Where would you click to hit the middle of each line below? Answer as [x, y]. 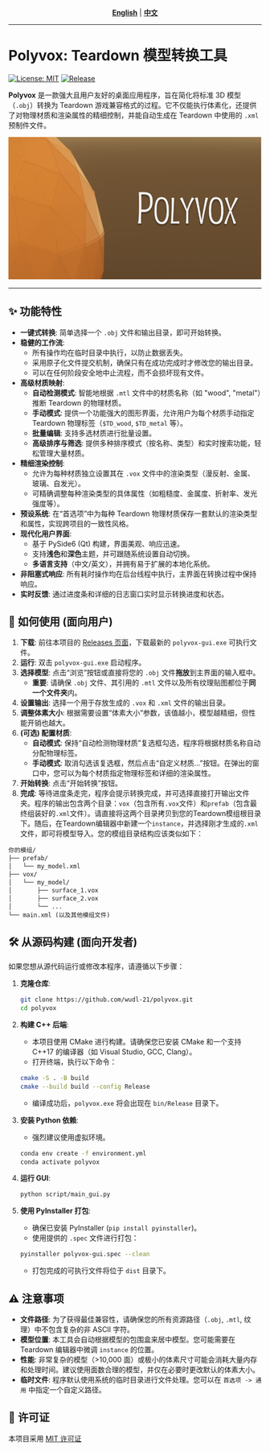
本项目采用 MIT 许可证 [45, 1438]
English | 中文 [135, 12]
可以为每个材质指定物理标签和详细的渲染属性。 [137, 773]
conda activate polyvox [60, 1162]
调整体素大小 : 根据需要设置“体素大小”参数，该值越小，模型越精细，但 [134, 713]
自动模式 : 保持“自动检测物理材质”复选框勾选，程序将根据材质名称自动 [146, 743]
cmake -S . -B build [54, 1078]
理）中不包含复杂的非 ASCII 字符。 [77, 1329]
